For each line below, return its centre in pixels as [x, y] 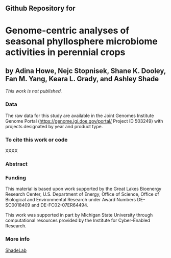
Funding [16, 177]
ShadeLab [16, 250]
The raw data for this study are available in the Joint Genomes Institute [80, 115]
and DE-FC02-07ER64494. [60, 205]
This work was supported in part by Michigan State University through [79, 215]
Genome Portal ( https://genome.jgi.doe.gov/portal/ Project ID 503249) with [84, 121]
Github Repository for [40, 8]
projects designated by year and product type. [54, 126]
